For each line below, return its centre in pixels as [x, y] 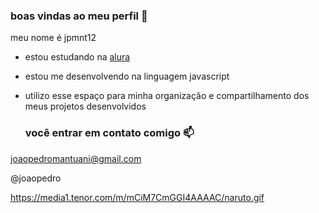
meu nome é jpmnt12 [53, 38]
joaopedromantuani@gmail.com [76, 158]
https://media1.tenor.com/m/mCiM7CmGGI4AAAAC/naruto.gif [137, 197]
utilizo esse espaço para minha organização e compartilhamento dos [167, 96]
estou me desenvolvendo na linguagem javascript [127, 76]
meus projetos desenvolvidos [85, 106]
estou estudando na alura [77, 57]
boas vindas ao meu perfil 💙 [79, 16]
